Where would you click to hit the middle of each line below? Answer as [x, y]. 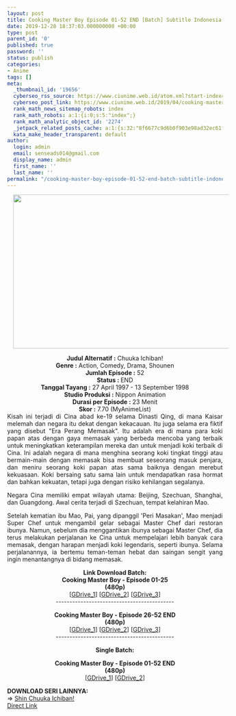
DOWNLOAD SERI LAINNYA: [48, 691]
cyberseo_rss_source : [44, 97]
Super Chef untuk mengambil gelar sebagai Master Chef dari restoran [115, 523]
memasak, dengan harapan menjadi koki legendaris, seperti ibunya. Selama [115, 545]
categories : [24, 64]
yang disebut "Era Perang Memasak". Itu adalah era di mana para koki [115, 431]
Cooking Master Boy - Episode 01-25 [115, 580]
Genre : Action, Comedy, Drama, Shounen [115, 366]
